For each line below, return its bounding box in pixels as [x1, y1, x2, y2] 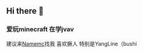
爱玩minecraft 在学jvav [6, 25, 74, 34]
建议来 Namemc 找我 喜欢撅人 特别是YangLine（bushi [6, 40, 137, 47]
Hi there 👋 [6, 6, 44, 16]
